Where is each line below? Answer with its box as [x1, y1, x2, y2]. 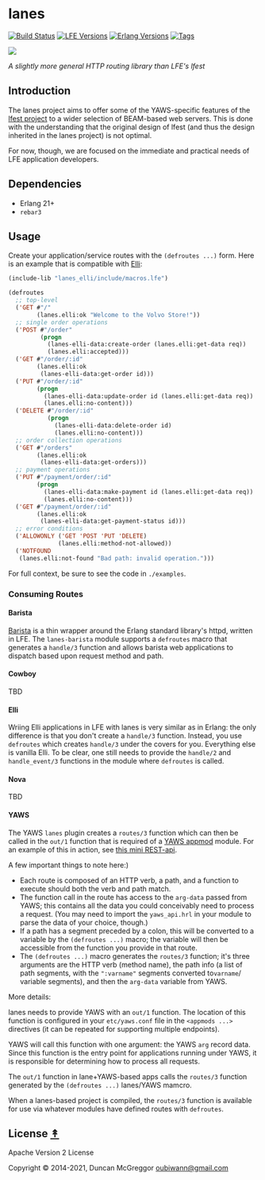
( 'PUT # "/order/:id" [15, 377, 83, 385]
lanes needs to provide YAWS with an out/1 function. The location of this [8, 1007, 246, 1017]
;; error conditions [15, 525, 83, 533]
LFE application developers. [8, 154, 99, 163]
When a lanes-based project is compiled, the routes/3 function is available [8, 1095, 252, 1105]
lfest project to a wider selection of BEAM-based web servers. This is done [8, 113, 254, 123]
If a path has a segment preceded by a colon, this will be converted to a [19, 925, 255, 936]
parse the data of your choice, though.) [19, 918, 148, 927]
